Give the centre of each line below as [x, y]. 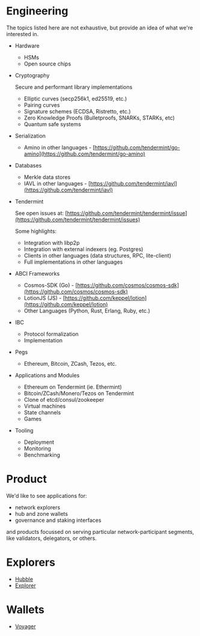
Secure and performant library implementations [74, 87]
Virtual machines [45, 406]
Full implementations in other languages [73, 262]
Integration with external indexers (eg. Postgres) [83, 249]
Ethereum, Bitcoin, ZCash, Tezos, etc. [70, 363]
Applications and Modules [47, 375]
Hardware [27, 46]
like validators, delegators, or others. [52, 538]
